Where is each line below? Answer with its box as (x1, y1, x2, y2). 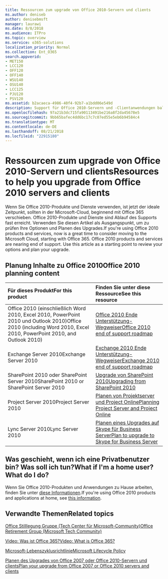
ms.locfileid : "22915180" (5, 134, 59, 139)
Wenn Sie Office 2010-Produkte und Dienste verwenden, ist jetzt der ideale (5, 204, 160, 210)
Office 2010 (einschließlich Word (7, 305, 86, 312)
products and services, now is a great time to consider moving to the (5, 231, 147, 237)
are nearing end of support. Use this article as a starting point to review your (5, 241, 163, 247)
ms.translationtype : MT (5, 119, 55, 125)
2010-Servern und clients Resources (5, 166, 159, 177)
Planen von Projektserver (95, 393, 155, 399)
